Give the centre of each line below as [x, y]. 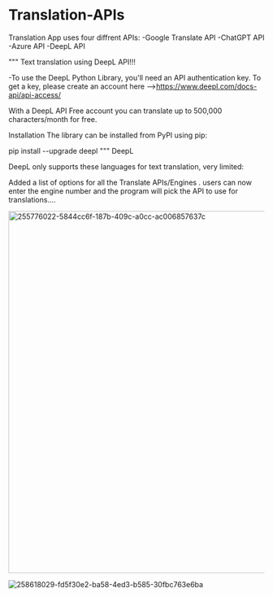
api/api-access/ [35, 94]
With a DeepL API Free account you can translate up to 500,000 [115, 111]
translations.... [32, 199]
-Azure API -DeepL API [47, 46]
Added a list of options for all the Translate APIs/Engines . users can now [130, 182]
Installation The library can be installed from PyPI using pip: [108, 135]
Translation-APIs [67, 15]
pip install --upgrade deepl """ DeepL [71, 150]
